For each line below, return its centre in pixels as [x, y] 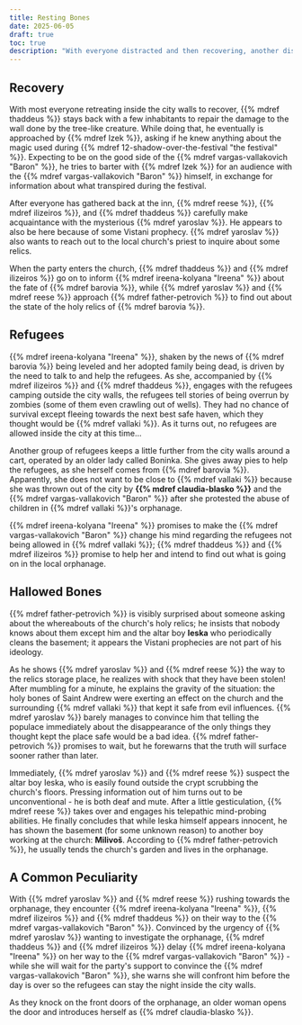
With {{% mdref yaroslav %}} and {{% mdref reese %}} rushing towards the [150, 899]
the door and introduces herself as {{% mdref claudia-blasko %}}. [132, 1012]
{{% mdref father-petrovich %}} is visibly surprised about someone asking [147, 614]
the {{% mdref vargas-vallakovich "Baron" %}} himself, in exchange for [141, 175]
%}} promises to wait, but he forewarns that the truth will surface [167, 746]
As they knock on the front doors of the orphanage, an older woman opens [148, 1003]
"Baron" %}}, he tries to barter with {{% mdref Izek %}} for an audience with [151, 166]
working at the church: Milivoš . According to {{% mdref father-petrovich [144, 840]
